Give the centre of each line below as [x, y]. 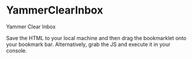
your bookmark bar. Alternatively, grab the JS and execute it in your [88, 44]
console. [17, 50]
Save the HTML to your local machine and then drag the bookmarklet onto [96, 38]
